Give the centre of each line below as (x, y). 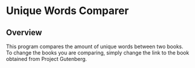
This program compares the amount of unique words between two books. (95, 46)
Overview (24, 33)
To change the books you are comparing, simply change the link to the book (98, 53)
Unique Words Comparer (67, 11)
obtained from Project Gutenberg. (47, 59)
